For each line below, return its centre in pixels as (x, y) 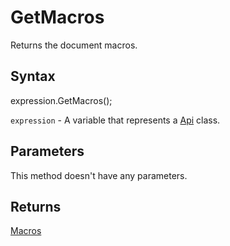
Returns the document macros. (74, 45)
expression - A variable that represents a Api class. (115, 120)
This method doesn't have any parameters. (99, 175)
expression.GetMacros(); (61, 100)
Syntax (33, 76)
